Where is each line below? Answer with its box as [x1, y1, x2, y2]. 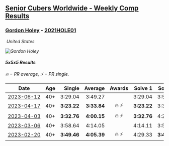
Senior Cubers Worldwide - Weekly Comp [5, 4, 139, 13]
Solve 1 [134, 85, 152, 92]
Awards [110, 85, 129, 92]
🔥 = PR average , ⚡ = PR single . [5, 71, 69, 77]
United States [6, 38, 35, 44]
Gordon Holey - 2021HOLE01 [5, 27, 76, 34]
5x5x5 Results [5, 60, 36, 66]
